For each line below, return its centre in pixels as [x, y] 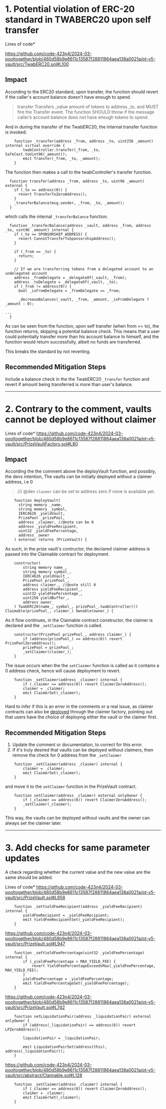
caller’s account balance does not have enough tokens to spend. [83, 117]
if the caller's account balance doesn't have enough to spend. [68, 97]
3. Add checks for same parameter [78, 848]
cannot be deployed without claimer [81, 419]
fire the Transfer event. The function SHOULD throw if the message [86, 112]
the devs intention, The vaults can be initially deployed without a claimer [79, 477]
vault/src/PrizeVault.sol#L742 [35, 1007]
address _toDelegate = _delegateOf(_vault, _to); [66, 282]
